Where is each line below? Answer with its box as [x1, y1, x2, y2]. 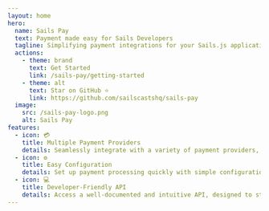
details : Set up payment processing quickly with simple [22, 168, 217, 177]
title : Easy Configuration [22, 161, 112, 169]
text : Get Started [28, 64, 91, 72]
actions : [14, 49, 44, 57]
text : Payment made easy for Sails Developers [14, 34, 173, 43]
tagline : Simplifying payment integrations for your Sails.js [14, 42, 227, 50]
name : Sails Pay [14, 26, 69, 34]
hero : [7, 19, 26, 27]
